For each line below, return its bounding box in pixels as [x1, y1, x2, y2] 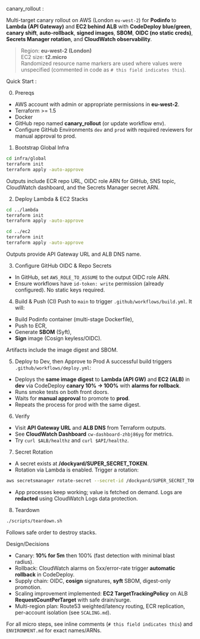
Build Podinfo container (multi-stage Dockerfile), [14, 315, 134, 322]
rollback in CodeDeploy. [14, 570, 75, 578]
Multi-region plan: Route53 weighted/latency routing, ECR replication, [14, 602, 186, 610]
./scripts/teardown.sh [6, 518, 62, 524]
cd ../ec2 [6, 229, 31, 235]
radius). [14, 558, 34, 565]
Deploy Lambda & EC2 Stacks [14, 195, 88, 202]
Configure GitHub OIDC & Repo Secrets [14, 262, 112, 269]
